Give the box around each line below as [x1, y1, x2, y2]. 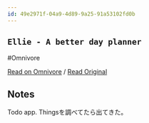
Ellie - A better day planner [7, 37, 142, 47]
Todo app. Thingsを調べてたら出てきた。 [7, 108, 128, 117]
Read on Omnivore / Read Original [7, 68, 108, 76]
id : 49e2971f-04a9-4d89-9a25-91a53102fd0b [7, 10, 135, 18]
